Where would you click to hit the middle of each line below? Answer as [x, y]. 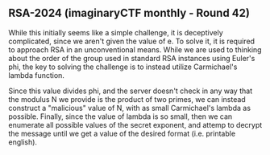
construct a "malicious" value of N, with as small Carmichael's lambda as [130, 108]
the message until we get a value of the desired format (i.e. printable [122, 133]
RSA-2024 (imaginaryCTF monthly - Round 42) [129, 13]
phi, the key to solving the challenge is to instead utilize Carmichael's [123, 67]
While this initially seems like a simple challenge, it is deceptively [116, 32]
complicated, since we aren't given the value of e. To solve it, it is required [132, 41]
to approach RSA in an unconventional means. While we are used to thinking [135, 49]
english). [23, 142]
